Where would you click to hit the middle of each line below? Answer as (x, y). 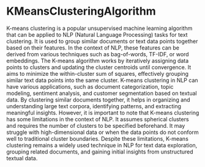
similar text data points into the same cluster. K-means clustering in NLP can (102, 80)
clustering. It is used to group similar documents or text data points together (102, 41)
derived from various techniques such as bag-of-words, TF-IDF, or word (98, 54)
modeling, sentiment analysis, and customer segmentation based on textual (102, 93)
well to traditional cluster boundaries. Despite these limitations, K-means (97, 138)
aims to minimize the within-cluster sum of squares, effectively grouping (97, 73)
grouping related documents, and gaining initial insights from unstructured (100, 152)
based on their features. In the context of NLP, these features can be (93, 48)
